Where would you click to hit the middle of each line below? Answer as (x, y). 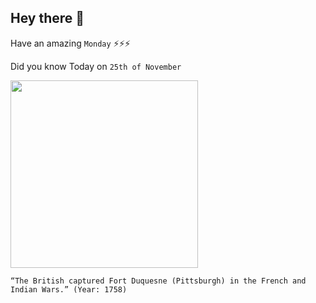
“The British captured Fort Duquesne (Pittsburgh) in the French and (158, 281)
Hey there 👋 (47, 18)
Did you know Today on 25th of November (96, 66)
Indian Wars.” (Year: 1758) (69, 289)
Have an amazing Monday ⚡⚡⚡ (70, 43)
